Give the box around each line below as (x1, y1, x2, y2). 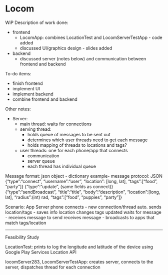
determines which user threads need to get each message (27, 137, 148, 143)
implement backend (12, 91, 53, 97)
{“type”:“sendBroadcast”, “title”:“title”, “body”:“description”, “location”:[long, (5, 189, 160, 195)
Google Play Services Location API (5, 249, 76, 255)
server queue (27, 158, 55, 164)
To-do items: (5, 70, 31, 76)
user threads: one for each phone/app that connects (19, 147, 128, 153)
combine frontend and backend (12, 96, 77, 102)
